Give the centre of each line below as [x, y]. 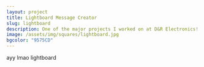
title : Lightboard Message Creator [52, 18]
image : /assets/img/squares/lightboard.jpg [63, 35]
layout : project [27, 12]
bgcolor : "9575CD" [30, 40]
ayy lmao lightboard [31, 58]
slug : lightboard [28, 23]
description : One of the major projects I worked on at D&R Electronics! [103, 29]
